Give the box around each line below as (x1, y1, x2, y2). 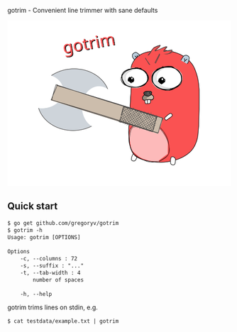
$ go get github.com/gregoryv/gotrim (7, 220, 119, 227)
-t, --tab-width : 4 (20, 270, 81, 277)
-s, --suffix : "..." (20, 262, 84, 270)
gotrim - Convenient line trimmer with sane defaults (7, 6, 158, 14)
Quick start (7, 200, 58, 212)
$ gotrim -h (7, 227, 43, 234)
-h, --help (20, 291, 53, 298)
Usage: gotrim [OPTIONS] (7, 234, 81, 241)
